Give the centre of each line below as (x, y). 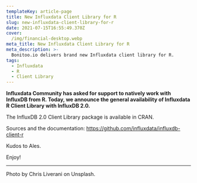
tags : (13, 60)
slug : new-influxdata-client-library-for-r (60, 22)
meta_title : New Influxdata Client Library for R (68, 44)
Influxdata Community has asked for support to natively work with (89, 94)
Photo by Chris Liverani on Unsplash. (51, 174)
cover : (14, 33)
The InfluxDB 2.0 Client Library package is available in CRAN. (80, 117)
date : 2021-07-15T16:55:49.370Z (45, 28)
